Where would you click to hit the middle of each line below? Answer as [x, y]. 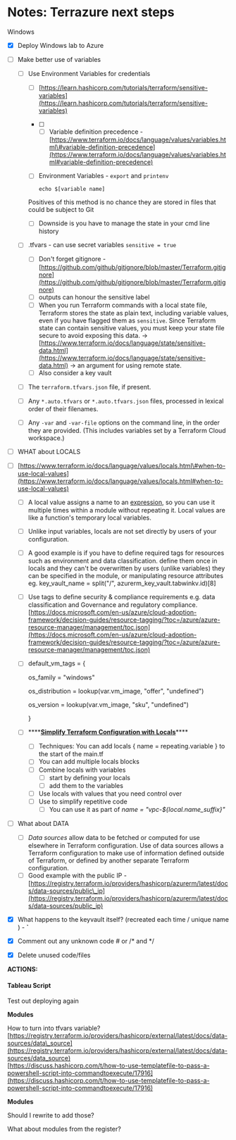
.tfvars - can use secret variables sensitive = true [102, 245]
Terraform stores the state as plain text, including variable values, [133, 313]
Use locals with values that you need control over [110, 794]
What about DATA [43, 823]
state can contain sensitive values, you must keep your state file [131, 327]
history [49, 231]
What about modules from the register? [64, 1129]
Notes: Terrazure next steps [91, 12]
